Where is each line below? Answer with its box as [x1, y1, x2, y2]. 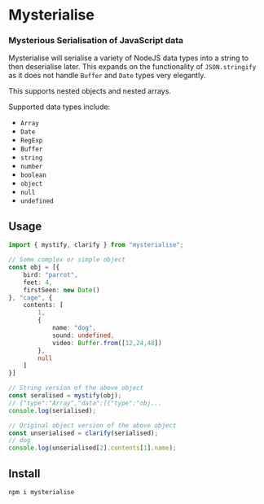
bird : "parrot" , [23, 270, 79, 278]
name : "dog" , [51, 324, 96, 332]
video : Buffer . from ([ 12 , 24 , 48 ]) [51, 339, 162, 347]
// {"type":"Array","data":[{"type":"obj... [8, 399, 162, 407]
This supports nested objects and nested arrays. [8, 86, 171, 96]
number [20, 163, 43, 171]
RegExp [20, 137, 43, 145]
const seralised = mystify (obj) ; [8, 392, 122, 400]
